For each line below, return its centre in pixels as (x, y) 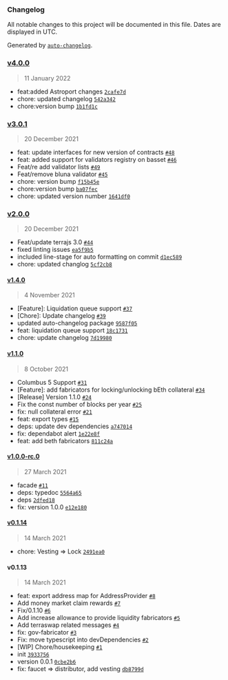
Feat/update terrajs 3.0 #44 (55, 242)
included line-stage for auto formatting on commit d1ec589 (100, 257)
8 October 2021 (46, 369)
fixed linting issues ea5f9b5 (55, 250)
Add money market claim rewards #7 (69, 603)
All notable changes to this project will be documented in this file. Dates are (114, 25)
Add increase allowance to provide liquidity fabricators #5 (99, 618)
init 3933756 (33, 655)
